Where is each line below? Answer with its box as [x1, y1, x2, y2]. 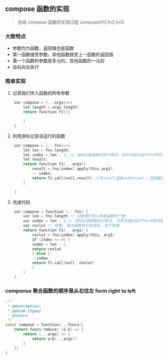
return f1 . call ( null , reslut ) [31, 261, 95, 266]
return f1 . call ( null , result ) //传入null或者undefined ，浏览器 [31, 175, 161, 181]
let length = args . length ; [23, 105, 79, 110]
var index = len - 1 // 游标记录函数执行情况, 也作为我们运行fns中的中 [23, 218, 160, 223]
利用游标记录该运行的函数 [12, 133, 65, 139]
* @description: [7, 303, 41, 309]
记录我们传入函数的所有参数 [12, 90, 70, 96]
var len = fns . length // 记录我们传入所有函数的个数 [23, 214, 125, 219]
